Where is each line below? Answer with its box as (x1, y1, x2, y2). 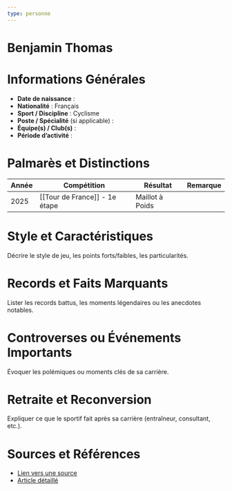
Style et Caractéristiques (7, 228, 154, 244)
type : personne (7, 10, 51, 17)
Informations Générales (7, 72, 146, 87)
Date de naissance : (17, 94, 75, 102)
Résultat (144, 180, 173, 190)
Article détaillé (17, 476, 59, 485)
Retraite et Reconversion (7, 391, 152, 407)
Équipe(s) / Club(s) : (17, 124, 77, 132)
